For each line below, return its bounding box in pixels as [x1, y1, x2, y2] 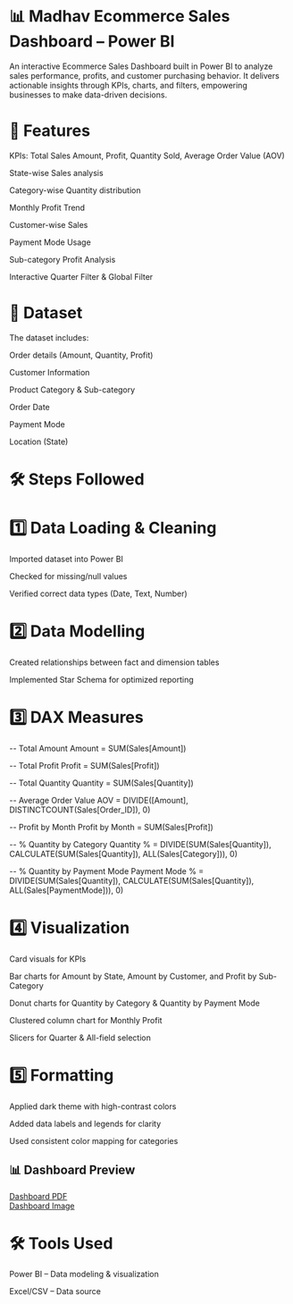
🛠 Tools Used [9, 1233, 113, 1253]
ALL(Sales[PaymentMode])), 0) [9, 885, 124, 896]
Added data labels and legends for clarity [9, 1118, 162, 1129]
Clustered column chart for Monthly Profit [9, 1014, 163, 1025]
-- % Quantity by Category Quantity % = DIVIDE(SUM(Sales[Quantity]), [9, 838, 272, 849]
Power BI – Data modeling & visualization [9, 1269, 159, 1280]
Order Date [9, 401, 51, 412]
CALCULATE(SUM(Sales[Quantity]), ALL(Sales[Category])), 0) [9, 848, 239, 859]
